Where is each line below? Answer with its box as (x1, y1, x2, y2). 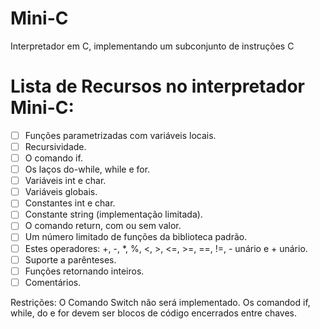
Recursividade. (24, 140, 87, 152)
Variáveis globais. (24, 186, 98, 198)
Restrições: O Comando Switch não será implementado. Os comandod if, (10, 296, 311, 308)
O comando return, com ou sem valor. (24, 220, 182, 232)
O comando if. (24, 152, 83, 164)
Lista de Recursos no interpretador (10, 75, 305, 98)
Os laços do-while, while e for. (24, 163, 151, 176)
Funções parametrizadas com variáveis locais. (24, 129, 217, 141)
